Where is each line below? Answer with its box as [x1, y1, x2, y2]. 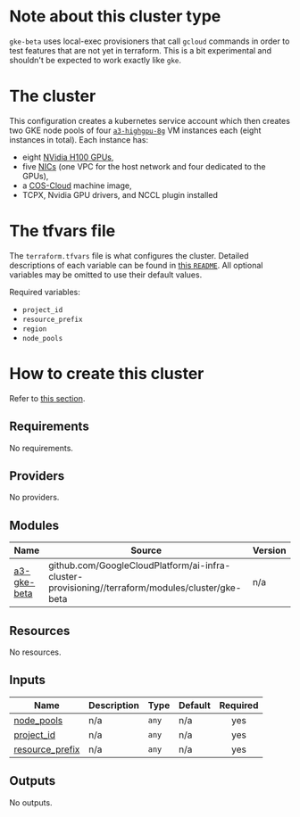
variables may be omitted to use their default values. [9, 269, 203, 280]
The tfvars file [9, 221, 116, 242]
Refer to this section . [9, 392, 86, 403]
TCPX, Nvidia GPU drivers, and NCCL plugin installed [21, 189, 219, 200]
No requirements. [9, 442, 74, 453]
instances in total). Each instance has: [9, 134, 149, 144]
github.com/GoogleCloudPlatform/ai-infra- [48, 559, 231, 572]
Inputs [9, 673, 46, 688]
